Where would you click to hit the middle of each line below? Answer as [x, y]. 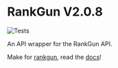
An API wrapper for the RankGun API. [60, 44]
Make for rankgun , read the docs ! [54, 57]
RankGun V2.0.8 [55, 12]
